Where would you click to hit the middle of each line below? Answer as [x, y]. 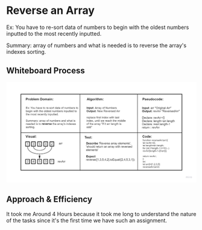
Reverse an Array [51, 11]
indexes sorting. [26, 51]
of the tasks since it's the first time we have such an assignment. [87, 220]
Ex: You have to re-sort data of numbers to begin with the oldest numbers [98, 27]
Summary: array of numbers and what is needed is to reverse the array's [96, 45]
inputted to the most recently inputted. [54, 33]
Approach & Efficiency [49, 200]
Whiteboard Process [46, 71]
